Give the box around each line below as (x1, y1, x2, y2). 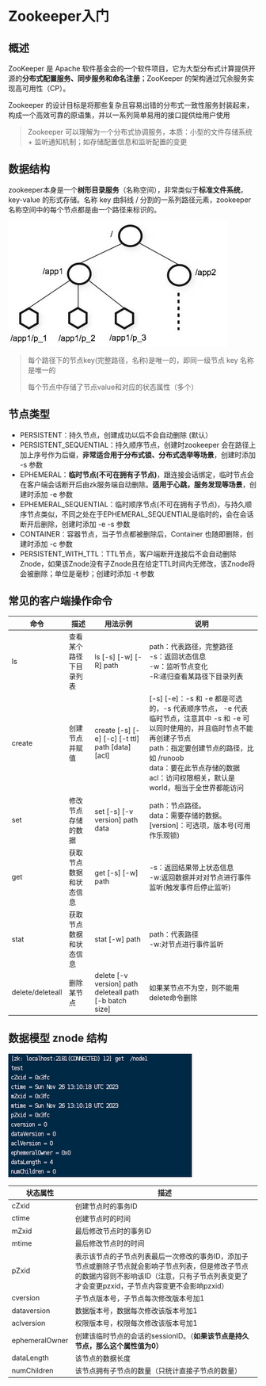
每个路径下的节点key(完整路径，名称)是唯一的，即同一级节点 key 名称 (27, 355, 255, 365)
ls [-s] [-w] (94, 652, 133, 662)
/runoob (158, 754, 184, 763)
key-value (8, 195, 41, 204)
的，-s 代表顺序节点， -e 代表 (149, 704, 248, 713)
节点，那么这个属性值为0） (74, 1341, 164, 1350)
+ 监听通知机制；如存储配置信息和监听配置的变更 (27, 137, 188, 147)
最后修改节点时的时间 (74, 1239, 145, 1248)
